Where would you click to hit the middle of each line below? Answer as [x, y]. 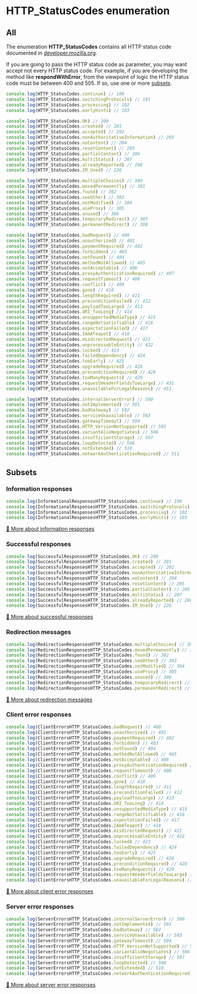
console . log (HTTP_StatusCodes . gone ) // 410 [60, 290]
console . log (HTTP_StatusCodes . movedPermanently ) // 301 [76, 187]
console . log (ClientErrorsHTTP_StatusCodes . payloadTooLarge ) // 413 [90, 798]
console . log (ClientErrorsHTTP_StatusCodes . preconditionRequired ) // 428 [97, 864]
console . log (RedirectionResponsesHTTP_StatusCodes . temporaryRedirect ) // [98, 682]
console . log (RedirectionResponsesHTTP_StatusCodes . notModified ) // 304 [95, 667]
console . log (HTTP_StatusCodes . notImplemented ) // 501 [73, 405]
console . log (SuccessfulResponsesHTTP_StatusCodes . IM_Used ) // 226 [89, 606]
